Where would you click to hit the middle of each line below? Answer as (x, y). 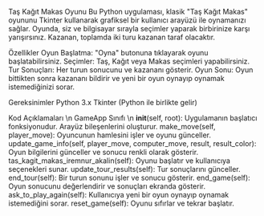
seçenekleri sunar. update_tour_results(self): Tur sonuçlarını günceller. (124, 169)
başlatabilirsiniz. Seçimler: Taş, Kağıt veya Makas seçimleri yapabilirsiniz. (129, 61)
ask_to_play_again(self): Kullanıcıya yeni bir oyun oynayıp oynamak (119, 195)
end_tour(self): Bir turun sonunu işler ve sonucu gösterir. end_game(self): (129, 177)
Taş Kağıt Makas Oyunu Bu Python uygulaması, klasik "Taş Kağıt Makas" (128, 12)
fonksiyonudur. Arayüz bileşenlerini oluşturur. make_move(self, (112, 126)
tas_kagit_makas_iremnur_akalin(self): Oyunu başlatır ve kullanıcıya (120, 161)
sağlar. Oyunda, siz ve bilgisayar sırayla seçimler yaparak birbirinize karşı (129, 29)
